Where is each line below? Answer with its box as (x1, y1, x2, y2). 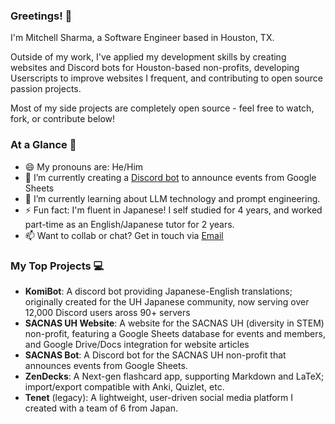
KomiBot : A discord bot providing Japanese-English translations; (24, 285, 293, 297)
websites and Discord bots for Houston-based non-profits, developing (10, 62, 300, 74)
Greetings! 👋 (10, 9, 73, 23)
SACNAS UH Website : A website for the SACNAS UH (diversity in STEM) (24, 317, 325, 329)
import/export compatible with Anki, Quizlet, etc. (24, 380, 225, 393)
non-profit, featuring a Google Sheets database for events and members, (24, 327, 326, 339)
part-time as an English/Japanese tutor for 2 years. (24, 218, 235, 230)
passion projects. (10, 83, 82, 95)
